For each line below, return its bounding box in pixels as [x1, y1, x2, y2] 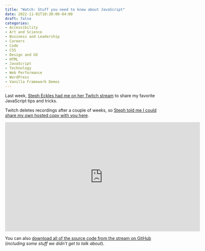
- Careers [5, 39, 25, 44]
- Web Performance [5, 70, 42, 75]
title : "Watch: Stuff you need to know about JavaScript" [5, 7, 125, 12]
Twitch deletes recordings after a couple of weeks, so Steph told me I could [5, 107, 157, 113]
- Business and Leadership [5, 34, 60, 39]
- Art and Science [5, 30, 42, 34]
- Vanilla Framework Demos [5, 79, 60, 84]
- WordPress [5, 75, 29, 80]
